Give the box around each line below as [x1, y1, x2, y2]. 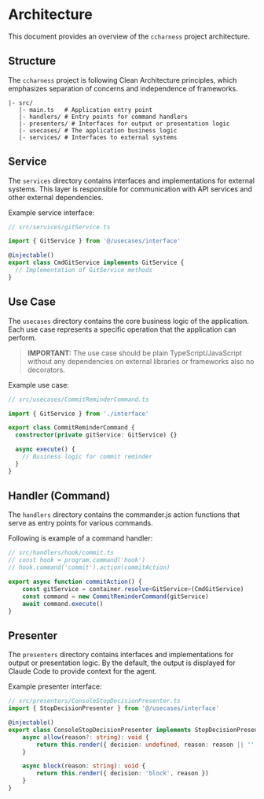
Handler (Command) [8, 489, 111, 503]
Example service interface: [8, 207, 95, 217]
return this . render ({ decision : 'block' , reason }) [36, 770, 210, 778]
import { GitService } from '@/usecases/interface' [8, 237, 181, 245]
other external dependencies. [8, 192, 104, 202]
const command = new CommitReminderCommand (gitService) [22, 593, 210, 600]
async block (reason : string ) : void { [22, 762, 146, 770]
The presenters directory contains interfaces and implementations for [8, 650, 234, 660]
